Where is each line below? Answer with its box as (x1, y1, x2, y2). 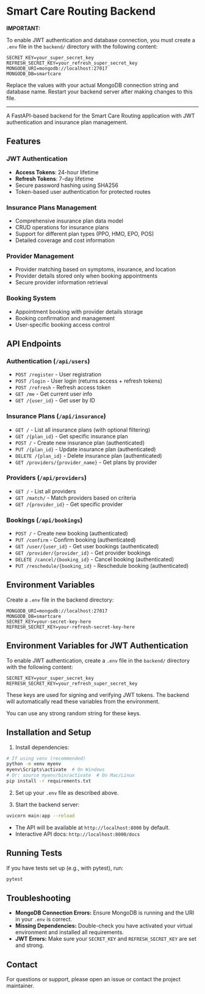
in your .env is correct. (15, 916, 72, 923)
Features (6, 136, 41, 147)
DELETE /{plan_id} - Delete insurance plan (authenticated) (15, 452, 162, 459)
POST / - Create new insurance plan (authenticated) (15, 439, 145, 446)
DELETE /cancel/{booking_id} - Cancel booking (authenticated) (15, 556, 174, 563)
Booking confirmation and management (15, 314, 115, 322)
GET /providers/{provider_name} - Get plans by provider (15, 458, 157, 466)
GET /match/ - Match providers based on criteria (15, 494, 136, 501)
